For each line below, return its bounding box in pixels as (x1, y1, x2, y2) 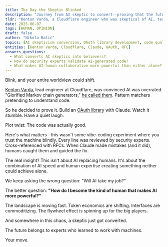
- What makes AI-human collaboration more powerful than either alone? (9, 63, 162, 68)
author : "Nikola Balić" (5, 36, 55, 41)
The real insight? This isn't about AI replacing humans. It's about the (5, 157, 145, 163)
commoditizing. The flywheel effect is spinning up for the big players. (5, 208, 148, 214)
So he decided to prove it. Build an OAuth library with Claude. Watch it (5, 107, 149, 113)
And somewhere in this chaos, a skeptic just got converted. (5, 217, 127, 223)
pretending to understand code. (5, 97, 71, 103)
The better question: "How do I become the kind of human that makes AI (5, 187, 157, 193)
